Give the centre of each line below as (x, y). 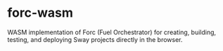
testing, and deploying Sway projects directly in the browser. (95, 39)
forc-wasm (40, 13)
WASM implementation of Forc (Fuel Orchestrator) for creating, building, (112, 32)
